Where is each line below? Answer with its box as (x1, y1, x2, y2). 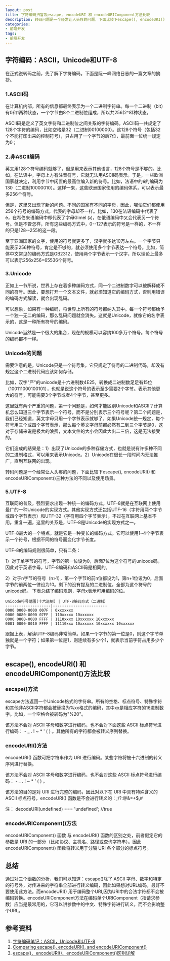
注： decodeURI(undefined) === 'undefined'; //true (5, 806, 112, 812)
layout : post (5, 7, 33, 13)
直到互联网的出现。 (14, 458, 54, 464)
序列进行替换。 (5, 761, 36, 767)
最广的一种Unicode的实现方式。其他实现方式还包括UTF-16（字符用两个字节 (5, 506, 162, 513)
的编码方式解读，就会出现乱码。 (5, 295, 72, 301)
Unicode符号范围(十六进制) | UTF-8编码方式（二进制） (5, 599, 108, 604)
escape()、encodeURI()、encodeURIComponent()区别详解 (12, 950, 135, 956)
